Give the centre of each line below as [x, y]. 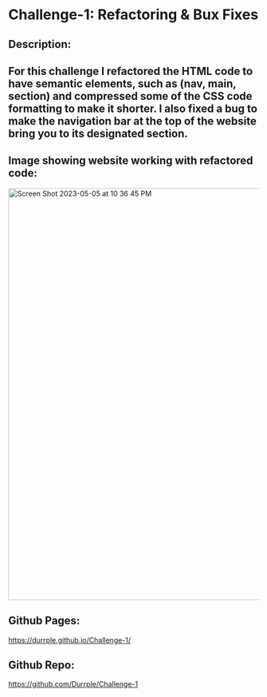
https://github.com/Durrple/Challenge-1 [73, 684]
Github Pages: [44, 621]
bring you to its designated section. [98, 133]
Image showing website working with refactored [131, 161]
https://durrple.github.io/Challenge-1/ [70, 640]
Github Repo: [41, 665]
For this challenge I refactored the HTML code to [131, 71]
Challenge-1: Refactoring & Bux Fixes [133, 15]
